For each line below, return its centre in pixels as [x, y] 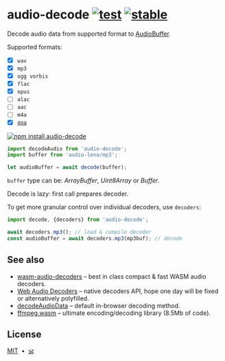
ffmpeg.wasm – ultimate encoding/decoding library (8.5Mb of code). [114, 313]
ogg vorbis [33, 77]
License [24, 334]
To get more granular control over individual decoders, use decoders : [104, 207]
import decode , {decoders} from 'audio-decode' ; [78, 220]
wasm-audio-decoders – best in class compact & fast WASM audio [111, 276]
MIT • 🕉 [21, 351]
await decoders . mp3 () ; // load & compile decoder [80, 232]
